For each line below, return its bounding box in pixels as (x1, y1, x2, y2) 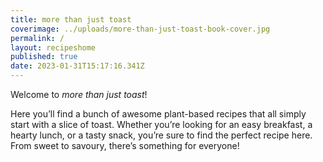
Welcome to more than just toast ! (10, 89, 148, 100)
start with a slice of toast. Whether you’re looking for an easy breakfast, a (10, 119, 313, 130)
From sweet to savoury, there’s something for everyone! (10, 140, 240, 151)
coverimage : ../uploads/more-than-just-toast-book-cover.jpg (10, 24, 271, 34)
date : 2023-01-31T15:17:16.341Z (10, 61, 145, 71)
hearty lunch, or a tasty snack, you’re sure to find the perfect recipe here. (10, 129, 313, 141)
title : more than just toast (10, 14, 132, 25)
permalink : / (10, 33, 65, 43)
